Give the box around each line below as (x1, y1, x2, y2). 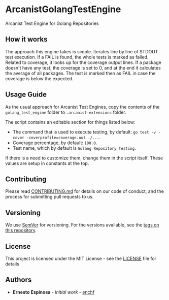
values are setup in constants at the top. (5, 160, 89, 166)
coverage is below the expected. (5, 75, 74, 82)
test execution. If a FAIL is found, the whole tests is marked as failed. (5, 54, 149, 60)
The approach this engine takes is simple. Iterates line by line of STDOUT (5, 48, 158, 54)
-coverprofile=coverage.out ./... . (26, 134, 100, 140)
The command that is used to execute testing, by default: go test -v (12, 128, 156, 135)
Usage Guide (5, 90, 47, 99)
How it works (5, 35, 48, 44)
